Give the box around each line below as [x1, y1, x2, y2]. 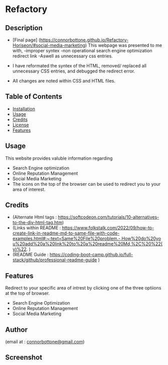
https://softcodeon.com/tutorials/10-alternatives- [58, 214, 159, 220]
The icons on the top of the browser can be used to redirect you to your [12, 181, 161, 187]
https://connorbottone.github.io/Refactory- [40, 37, 129, 43]
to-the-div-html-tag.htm [12, 220, 63, 226]
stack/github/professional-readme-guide [12, 257, 97, 263]
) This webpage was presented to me [85, 42, 162, 48]
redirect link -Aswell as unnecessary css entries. [12, 53, 113, 59]
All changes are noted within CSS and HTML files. [12, 78, 116, 84]
